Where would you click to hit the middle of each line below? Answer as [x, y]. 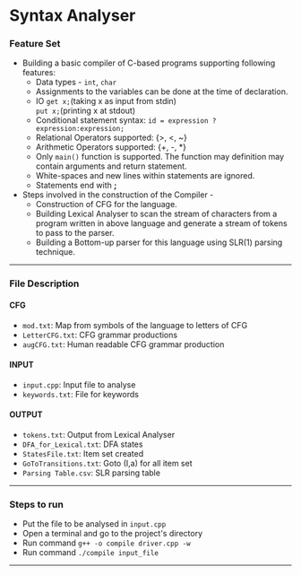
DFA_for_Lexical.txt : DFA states [82, 444]
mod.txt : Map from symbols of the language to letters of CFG [135, 325]
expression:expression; [80, 129]
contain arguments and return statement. [111, 166]
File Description [44, 283]
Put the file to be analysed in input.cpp [94, 524]
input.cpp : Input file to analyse [79, 384]
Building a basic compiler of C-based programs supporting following [149, 63]
